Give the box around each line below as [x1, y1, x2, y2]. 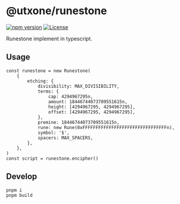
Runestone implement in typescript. [6, 35, 92, 42]
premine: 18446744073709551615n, [37, 119, 119, 125]
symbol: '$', [37, 130, 69, 136]
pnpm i [6, 187, 22, 193]
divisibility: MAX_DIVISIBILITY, [37, 83, 119, 89]
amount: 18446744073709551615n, [48, 98, 128, 104]
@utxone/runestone [6, 4, 107, 18]
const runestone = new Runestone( [6, 68, 91, 74]
